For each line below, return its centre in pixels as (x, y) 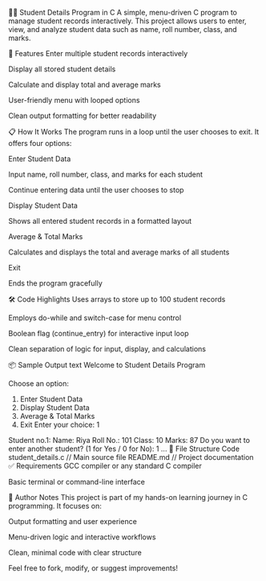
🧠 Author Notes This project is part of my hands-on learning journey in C (128, 497)
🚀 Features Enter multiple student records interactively (98, 53)
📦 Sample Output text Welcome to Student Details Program (107, 365)
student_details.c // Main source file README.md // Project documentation (131, 457)
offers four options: (40, 143)
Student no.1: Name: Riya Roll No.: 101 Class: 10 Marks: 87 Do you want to (129, 440)
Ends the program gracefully (55, 283)
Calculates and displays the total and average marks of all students (119, 252)
